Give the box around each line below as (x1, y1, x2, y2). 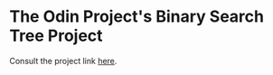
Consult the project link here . (9, 55, 118, 66)
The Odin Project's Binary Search (9, 6, 265, 27)
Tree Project (9, 25, 103, 46)
